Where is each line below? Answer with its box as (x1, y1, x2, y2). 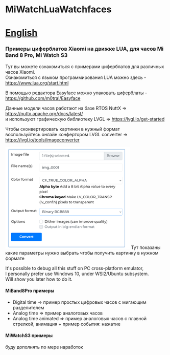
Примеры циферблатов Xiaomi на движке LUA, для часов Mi (5, 45, 164, 52)
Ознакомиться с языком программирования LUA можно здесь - (5, 74, 147, 80)
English (5, 27, 38, 39)
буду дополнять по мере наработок (5, 344, 83, 350)
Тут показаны (131, 244, 161, 250)
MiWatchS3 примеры (5, 332, 53, 339)
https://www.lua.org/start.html (5, 79, 69, 86)
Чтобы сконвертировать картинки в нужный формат (5, 126, 120, 132)
